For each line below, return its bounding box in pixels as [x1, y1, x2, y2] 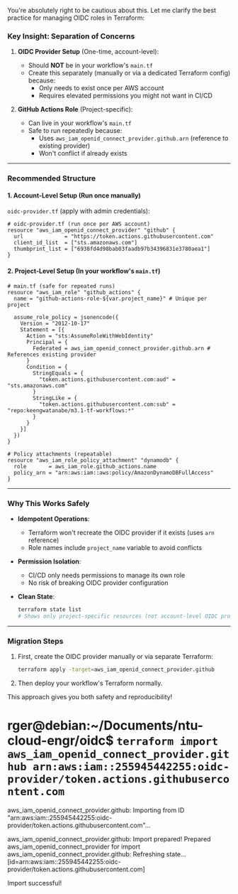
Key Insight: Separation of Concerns [7, 31, 135, 41]
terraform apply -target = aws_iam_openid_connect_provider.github [17, 666, 215, 673]
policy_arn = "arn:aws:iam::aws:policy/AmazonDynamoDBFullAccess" [13, 469, 214, 476]
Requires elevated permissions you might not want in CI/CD [38, 92, 212, 100]
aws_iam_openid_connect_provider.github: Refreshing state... [7, 849, 186, 858]
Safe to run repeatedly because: [28, 126, 123, 135]
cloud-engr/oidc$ [7, 733, 114, 749]
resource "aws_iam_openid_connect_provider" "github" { [7, 227, 176, 234]
